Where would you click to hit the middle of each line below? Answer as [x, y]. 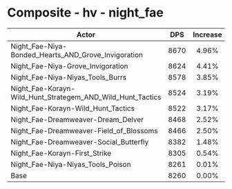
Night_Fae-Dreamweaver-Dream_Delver [77, 119]
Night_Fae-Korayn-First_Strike [61, 153]
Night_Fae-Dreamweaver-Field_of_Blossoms [84, 130]
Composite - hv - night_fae [85, 13]
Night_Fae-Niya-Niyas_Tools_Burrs [68, 77]
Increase [207, 34]
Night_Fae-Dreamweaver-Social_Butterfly [80, 141]
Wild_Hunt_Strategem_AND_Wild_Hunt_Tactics [86, 97]
